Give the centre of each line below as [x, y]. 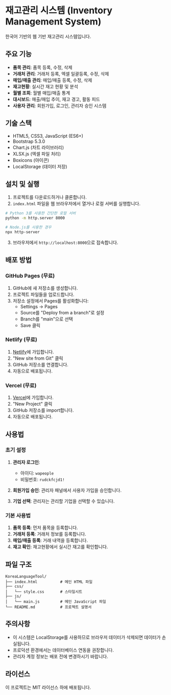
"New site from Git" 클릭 [38, 358]
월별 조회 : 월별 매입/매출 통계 [41, 93]
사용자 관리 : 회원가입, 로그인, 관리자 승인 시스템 [59, 106]
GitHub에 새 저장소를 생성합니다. [45, 288]
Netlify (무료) [21, 340]
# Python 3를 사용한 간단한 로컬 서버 [41, 213]
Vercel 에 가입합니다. [33, 398]
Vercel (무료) [21, 385]
